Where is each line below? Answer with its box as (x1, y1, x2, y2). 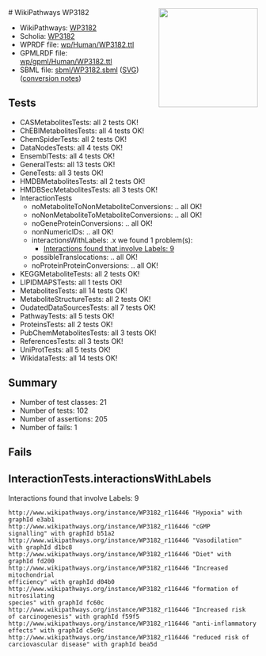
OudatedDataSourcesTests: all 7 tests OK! (19, 303, 156, 312)
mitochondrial (8, 570, 55, 579)
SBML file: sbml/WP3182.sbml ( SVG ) (19, 65, 139, 74)
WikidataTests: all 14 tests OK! (19, 353, 118, 363)
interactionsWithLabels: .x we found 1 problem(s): (31, 235, 193, 245)
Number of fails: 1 (19, 422, 78, 432)
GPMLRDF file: (19, 48, 68, 58)
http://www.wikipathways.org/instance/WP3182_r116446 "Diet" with (8, 550, 232, 558)
